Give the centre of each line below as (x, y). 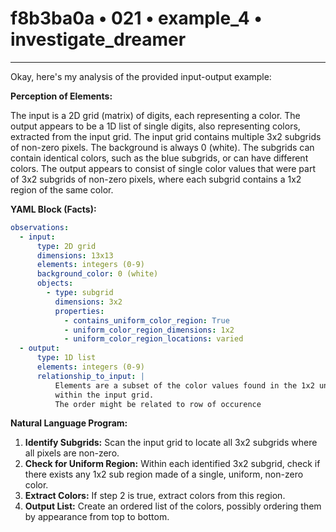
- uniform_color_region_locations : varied (153, 339)
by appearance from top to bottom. (97, 517)
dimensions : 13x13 (75, 255)
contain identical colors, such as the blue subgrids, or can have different (159, 158)
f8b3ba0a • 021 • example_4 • (136, 18)
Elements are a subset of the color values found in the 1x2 (184, 385)
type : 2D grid (66, 246)
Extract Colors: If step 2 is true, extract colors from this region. (155, 496)
